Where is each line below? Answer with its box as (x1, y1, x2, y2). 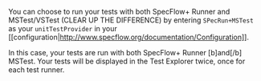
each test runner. (8, 65, 65, 75)
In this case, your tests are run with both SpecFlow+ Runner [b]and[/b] (8, 48, 243, 57)
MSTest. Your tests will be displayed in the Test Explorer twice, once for (8, 56, 246, 66)
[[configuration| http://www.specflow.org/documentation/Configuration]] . (8, 32, 249, 42)
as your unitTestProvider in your (8, 24, 118, 33)
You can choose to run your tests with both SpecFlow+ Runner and (8, 7, 230, 16)
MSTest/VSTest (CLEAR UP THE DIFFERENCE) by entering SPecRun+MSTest (8, 15, 255, 25)
